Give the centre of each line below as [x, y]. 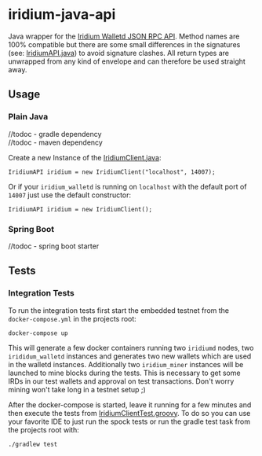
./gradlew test [33, 444]
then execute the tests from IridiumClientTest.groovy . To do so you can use [129, 413]
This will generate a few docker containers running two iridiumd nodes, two [131, 348]
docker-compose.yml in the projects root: [73, 318]
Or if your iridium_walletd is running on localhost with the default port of [127, 186]
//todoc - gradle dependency [55, 134]
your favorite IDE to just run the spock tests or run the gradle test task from [129, 421]
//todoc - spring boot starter [54, 246]
